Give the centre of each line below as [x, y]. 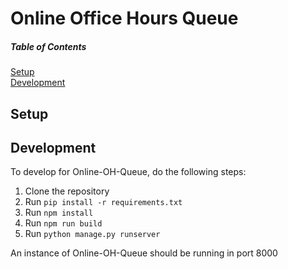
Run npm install [59, 213]
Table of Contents [48, 46]
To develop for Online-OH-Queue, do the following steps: [128, 172]
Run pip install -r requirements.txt [103, 202]
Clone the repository [67, 191]
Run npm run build [63, 223]
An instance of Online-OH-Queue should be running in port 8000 [144, 253]
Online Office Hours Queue [124, 18]
